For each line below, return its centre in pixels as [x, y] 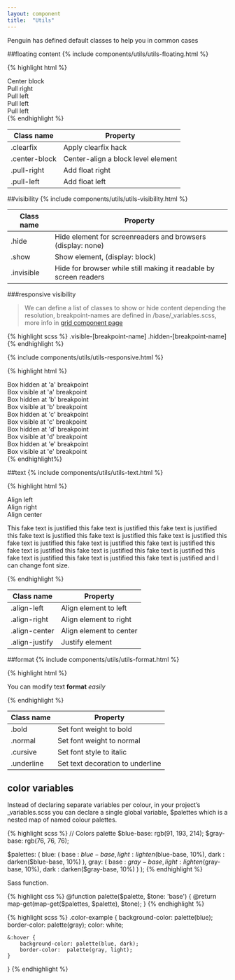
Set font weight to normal [99, 740]
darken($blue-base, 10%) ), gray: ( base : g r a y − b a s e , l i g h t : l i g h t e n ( [106, 862]
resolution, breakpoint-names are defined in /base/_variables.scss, [120, 315]
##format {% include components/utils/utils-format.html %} [93, 659]
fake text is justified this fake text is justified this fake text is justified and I [113, 558]
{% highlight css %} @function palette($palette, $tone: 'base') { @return [112, 897]
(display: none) [79, 245]
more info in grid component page [74, 322]
